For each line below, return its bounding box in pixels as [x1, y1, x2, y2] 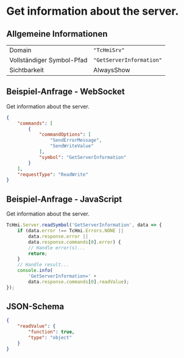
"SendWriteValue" [49, 143, 94, 149]
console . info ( [17, 268, 53, 274]
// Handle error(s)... [28, 244, 86, 251]
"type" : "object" [28, 335, 72, 341]
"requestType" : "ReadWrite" [17, 171, 88, 178]
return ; [28, 250, 48, 257]
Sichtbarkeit [9, 66, 44, 74]
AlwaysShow [93, 66, 130, 74]
